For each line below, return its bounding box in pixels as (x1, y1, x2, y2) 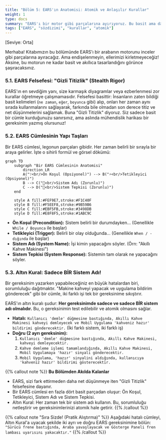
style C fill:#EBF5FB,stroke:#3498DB (14, 207, 92, 212)
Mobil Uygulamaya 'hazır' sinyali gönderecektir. (19, 351, 124, 356)
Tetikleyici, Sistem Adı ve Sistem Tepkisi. (12, 394, 95, 400)
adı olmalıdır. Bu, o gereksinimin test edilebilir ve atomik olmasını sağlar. (5, 306, 152, 312)
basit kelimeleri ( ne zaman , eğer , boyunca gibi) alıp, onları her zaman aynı (5, 99, 151, 105)
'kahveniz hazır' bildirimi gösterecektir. (19, 360, 111, 365)
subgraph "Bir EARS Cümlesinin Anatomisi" (14, 163, 103, 168)
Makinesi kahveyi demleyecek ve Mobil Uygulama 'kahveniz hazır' (12, 321, 150, 326)
